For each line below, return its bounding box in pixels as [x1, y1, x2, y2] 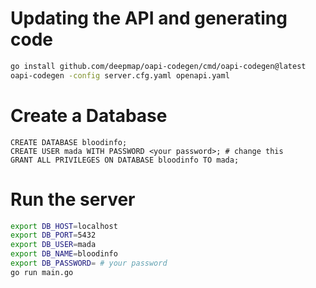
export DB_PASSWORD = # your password [10, 258, 168, 269]
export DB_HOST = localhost [10, 221, 118, 231]
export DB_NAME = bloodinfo [10, 249, 118, 259]
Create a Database [10, 104, 168, 127]
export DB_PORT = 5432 [10, 230, 97, 241]
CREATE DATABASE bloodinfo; [10, 137, 128, 147]
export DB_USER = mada [10, 240, 97, 250]
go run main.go [10, 267, 74, 277]
